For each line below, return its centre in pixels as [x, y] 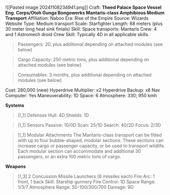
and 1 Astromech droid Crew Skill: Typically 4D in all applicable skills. [77, 34]
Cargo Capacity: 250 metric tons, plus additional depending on [83, 60]
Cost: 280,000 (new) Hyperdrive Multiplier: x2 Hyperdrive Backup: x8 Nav [83, 90]
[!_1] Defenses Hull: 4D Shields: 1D [53, 115]
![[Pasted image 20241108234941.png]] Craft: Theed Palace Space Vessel [83, 7]
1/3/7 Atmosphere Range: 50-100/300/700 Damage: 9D [76, 187]
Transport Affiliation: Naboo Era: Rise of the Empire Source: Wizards [77, 18]
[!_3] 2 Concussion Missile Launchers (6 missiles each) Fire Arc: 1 [86, 176]
